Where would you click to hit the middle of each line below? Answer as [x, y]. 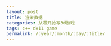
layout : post [22, 12]
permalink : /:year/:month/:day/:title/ [56, 34]
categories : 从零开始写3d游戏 [41, 23]
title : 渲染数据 [24, 17]
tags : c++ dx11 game [32, 28]
